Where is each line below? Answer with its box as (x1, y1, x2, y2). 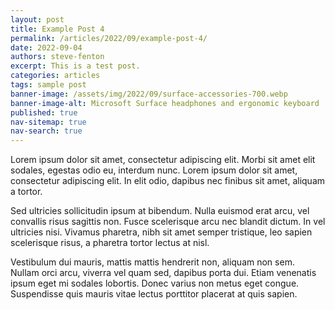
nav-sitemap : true (10, 117, 87, 127)
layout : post (10, 14, 65, 25)
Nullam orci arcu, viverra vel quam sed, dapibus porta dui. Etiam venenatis (10, 267, 317, 279)
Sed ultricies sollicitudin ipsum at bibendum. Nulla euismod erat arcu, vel (10, 205, 310, 217)
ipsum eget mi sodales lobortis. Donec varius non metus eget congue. (10, 277, 300, 290)
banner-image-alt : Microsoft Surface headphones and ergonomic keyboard (10, 98, 320, 108)
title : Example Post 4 (10, 24, 105, 34)
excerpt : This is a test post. (10, 61, 141, 71)
